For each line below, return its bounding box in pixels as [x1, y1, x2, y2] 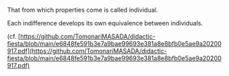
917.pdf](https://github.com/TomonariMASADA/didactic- [7, 47, 168, 55]
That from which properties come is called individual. [7, 6, 159, 14]
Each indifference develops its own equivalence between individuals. [7, 19, 203, 27]
